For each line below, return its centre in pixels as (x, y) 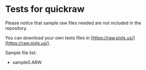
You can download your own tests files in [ (49, 38)
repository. (16, 28)
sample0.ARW (27, 62)
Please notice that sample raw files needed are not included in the (73, 23)
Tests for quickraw (45, 9)
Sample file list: (21, 53)
